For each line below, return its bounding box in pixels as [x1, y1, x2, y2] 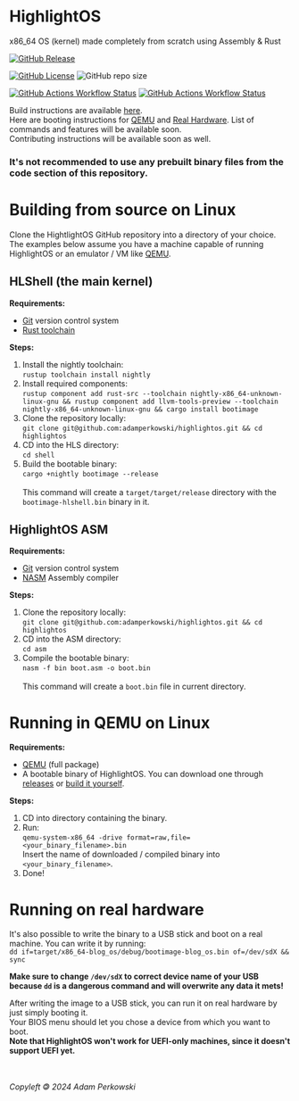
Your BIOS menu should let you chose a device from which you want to [9, 1017, 270, 1028]
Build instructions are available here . [9, 104, 143, 115]
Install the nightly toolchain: [21, 359, 124, 369]
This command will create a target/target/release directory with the [21, 486, 277, 497]
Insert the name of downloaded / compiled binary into [21, 849, 220, 860]
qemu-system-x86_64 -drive [21, 833, 123, 842]
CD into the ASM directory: [21, 633, 122, 644]
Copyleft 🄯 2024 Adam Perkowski [9, 1081, 136, 1092]
